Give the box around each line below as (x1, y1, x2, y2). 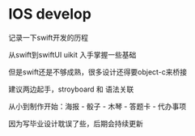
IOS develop (8, 5, 91, 23)
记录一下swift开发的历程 (8, 32, 89, 42)
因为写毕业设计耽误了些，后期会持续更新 (8, 118, 143, 128)
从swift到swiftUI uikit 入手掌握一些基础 (8, 49, 137, 59)
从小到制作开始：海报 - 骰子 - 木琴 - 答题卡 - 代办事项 (8, 101, 187, 111)
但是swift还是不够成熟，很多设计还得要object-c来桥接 (8, 66, 188, 77)
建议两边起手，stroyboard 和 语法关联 (8, 84, 134, 94)
